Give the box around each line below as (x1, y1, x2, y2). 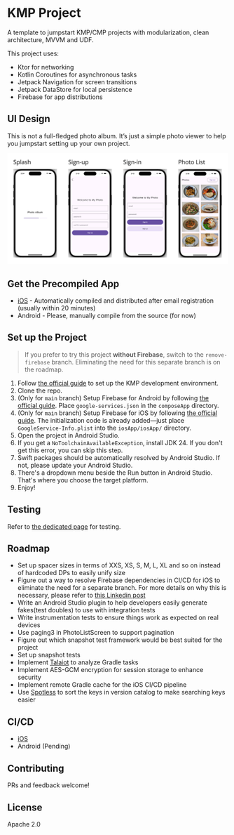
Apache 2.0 (7, 820, 41, 828)
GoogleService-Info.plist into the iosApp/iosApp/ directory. (17, 423, 191, 432)
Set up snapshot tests (17, 651, 81, 659)
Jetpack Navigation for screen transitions (17, 77, 137, 86)
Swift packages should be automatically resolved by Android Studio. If (17, 453, 221, 461)
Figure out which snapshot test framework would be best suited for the (17, 636, 223, 644)
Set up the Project (7, 331, 88, 343)
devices (17, 621, 41, 629)
